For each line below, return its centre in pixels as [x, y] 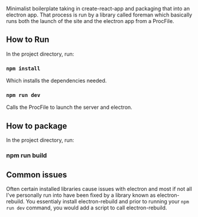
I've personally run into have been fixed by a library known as [81, 195]
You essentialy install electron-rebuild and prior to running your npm [107, 201]
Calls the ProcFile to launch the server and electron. [69, 107]
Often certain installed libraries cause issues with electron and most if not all [99, 189]
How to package [37, 126]
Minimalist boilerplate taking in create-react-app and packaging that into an [98, 9]
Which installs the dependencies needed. [56, 81]
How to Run [28, 40]
